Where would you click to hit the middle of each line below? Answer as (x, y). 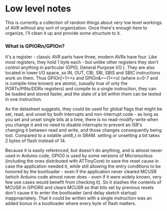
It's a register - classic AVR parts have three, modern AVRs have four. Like (81, 57)
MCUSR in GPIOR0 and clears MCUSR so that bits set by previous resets (80, 188)
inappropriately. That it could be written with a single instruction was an (79, 198)
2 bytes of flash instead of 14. (36, 141)
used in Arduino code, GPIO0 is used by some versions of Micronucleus (79, 156)
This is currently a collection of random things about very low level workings (83, 22)
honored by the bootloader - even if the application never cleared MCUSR (81, 172)
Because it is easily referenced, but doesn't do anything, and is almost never (84, 151)
